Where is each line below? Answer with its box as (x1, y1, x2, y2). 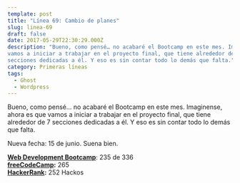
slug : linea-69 (7, 23, 53, 31)
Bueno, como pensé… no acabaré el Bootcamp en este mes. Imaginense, (7, 103, 223, 111)
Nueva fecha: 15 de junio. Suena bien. (7, 140, 119, 148)
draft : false (7, 30, 46, 38)
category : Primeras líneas (7, 63, 88, 70)
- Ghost (14, 76, 37, 84)
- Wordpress (14, 83, 50, 90)
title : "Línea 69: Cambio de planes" (7, 17, 120, 24)
